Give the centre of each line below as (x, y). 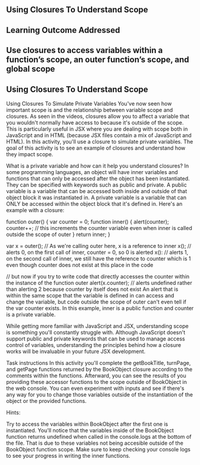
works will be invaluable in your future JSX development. (76, 351)
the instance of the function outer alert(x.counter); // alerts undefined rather (99, 283)
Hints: (13, 412)
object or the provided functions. (46, 401)
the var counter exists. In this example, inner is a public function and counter (100, 308)
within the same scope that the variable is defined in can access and (90, 295)
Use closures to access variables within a (85, 50)
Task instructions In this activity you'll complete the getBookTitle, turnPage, (99, 362)
